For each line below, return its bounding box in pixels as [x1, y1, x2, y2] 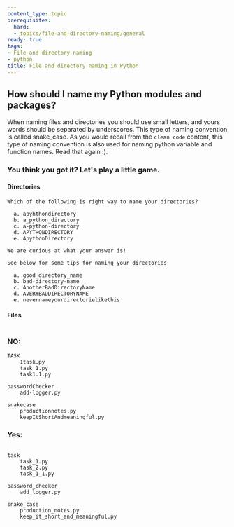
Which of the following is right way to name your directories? [7, 198, 198, 205]
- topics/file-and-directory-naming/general [13, 29, 145, 37]
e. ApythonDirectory [13, 235, 73, 242]
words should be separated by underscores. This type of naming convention [7, 125, 228, 134]
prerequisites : [7, 17, 52, 24]
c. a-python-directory [13, 222, 80, 230]
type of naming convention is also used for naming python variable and [7, 140, 212, 149]
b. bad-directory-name [13, 278, 80, 285]
